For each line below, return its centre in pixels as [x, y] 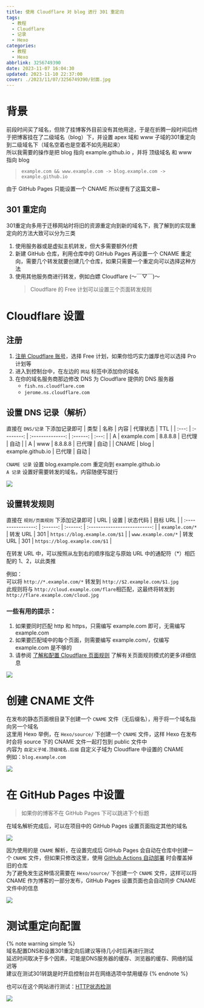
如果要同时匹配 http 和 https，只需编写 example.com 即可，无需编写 [100, 625]
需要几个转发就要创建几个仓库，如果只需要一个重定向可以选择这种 [108, 261]
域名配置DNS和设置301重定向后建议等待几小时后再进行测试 [80, 950]
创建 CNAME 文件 [50, 700]
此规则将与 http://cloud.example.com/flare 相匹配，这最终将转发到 [90, 589]
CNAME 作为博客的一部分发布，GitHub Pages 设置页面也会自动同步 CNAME [101, 880]
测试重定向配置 [44, 926]
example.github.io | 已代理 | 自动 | [48, 451]
